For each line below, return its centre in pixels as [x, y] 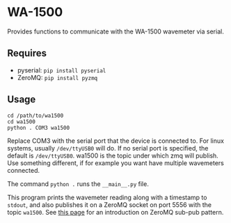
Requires [27, 53]
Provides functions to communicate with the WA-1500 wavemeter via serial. [115, 31]
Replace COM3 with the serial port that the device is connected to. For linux [116, 141]
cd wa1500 [22, 122]
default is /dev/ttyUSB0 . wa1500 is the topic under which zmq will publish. [113, 155]
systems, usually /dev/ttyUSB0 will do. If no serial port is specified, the [108, 148]
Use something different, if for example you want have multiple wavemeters [115, 163]
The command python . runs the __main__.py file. [78, 184]
